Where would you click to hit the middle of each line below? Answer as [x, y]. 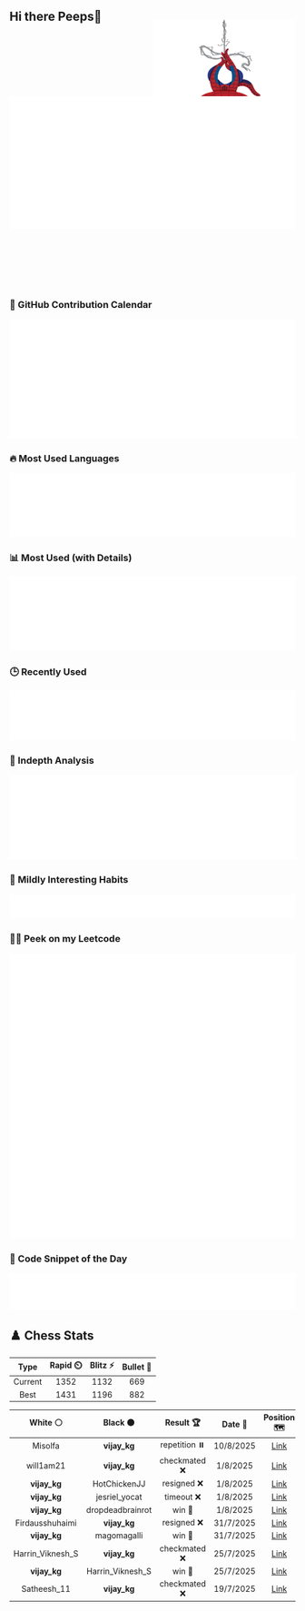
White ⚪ [46, 1423]
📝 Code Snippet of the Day [69, 1259]
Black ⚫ [119, 1423]
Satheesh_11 [46, 1589]
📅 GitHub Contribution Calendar [81, 304]
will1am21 [46, 1466]
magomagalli [119, 1536]
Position [279, 1417]
